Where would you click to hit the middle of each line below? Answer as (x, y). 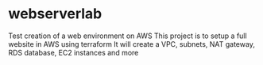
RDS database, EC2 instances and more (73, 52)
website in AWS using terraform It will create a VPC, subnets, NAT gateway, (132, 44)
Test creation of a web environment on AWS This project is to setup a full (128, 36)
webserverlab (55, 14)
